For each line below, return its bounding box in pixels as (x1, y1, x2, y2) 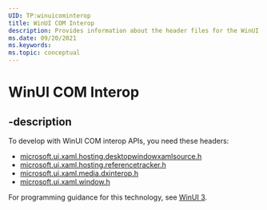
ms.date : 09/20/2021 (8, 34, 78, 42)
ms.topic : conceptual (8, 49, 81, 57)
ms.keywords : (8, 42, 52, 50)
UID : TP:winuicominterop (8, 11, 91, 20)
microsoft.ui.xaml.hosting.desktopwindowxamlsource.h (19, 152, 202, 160)
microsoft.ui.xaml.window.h (19, 177, 110, 186)
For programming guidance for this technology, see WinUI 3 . (8, 192, 208, 202)
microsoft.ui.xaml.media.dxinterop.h (19, 168, 138, 178)
